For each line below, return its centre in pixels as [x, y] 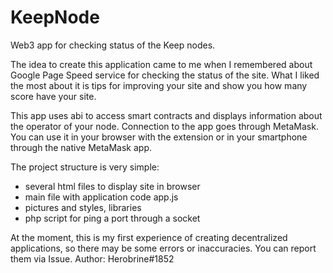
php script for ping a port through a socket [112, 218]
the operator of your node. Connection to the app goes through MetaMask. [164, 126]
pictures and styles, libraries [83, 207]
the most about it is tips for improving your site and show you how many [159, 85]
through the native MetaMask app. [81, 147]
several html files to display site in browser [112, 186]
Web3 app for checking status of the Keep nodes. [113, 45]
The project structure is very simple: [85, 167]
